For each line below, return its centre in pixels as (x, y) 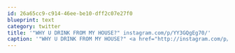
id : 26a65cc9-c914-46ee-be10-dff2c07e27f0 (70, 13)
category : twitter (34, 26)
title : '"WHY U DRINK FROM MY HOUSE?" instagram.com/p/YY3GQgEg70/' (109, 33)
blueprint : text (31, 20)
